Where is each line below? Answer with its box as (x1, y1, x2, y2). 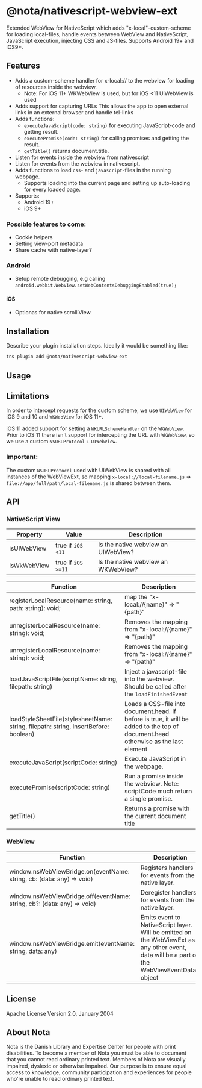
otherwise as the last (124, 737, 183, 746)
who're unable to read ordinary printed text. (6, 1075, 114, 1083)
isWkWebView (9, 561, 50, 570)
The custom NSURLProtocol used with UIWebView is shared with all (6, 466, 171, 474)
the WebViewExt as (140, 936, 195, 944)
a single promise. (124, 795, 173, 803)
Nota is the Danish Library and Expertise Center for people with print (6, 1043, 176, 1051)
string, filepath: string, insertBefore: (9, 722, 109, 731)
